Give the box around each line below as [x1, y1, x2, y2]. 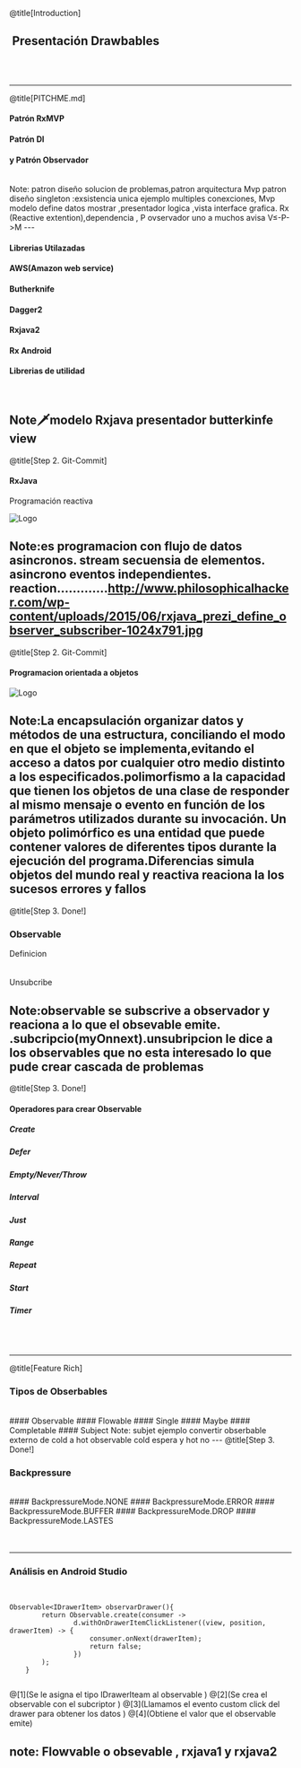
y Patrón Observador [9, 154, 90, 165]
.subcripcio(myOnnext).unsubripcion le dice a [9, 1031, 273, 1046]
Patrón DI [9, 134, 45, 144]
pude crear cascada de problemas [9, 1059, 204, 1074]
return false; [89, 1642, 142, 1651]
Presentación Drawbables [12, 33, 159, 48]
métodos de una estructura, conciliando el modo [9, 727, 286, 743]
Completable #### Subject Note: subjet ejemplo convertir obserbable [9, 1424, 267, 1435]
